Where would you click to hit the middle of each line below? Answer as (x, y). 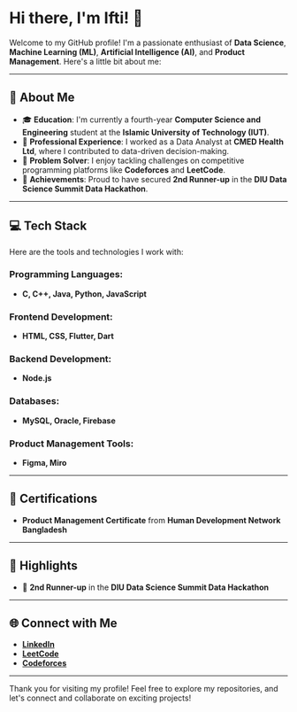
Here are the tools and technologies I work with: (96, 252)
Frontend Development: (61, 316)
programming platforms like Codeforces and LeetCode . (124, 170)
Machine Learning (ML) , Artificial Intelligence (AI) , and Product (127, 51)
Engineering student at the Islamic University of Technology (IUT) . (145, 132)
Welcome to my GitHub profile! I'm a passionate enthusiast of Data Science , (148, 43)
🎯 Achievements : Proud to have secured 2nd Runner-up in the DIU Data (154, 179)
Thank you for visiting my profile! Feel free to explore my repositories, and (144, 689)
